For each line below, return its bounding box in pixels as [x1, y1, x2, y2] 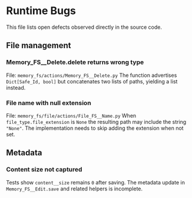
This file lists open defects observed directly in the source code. [6, 24, 163, 31]
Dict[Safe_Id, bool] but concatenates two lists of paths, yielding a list [6, 78, 178, 85]
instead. [6, 84, 26, 91]
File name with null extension [6, 99, 91, 107]
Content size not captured [6, 166, 82, 174]
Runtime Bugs [6, 4, 77, 18]
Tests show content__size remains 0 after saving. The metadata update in [6, 179, 186, 186]
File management [6, 41, 72, 51]
